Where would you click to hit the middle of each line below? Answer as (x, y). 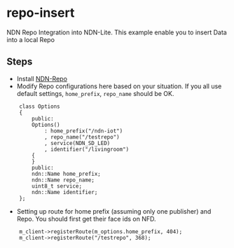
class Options (40, 106)
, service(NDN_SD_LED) (77, 143)
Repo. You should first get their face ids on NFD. (86, 219)
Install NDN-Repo (42, 78)
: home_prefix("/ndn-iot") (83, 131)
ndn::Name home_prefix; (66, 174)
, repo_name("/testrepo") (82, 137)
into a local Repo (31, 39)
